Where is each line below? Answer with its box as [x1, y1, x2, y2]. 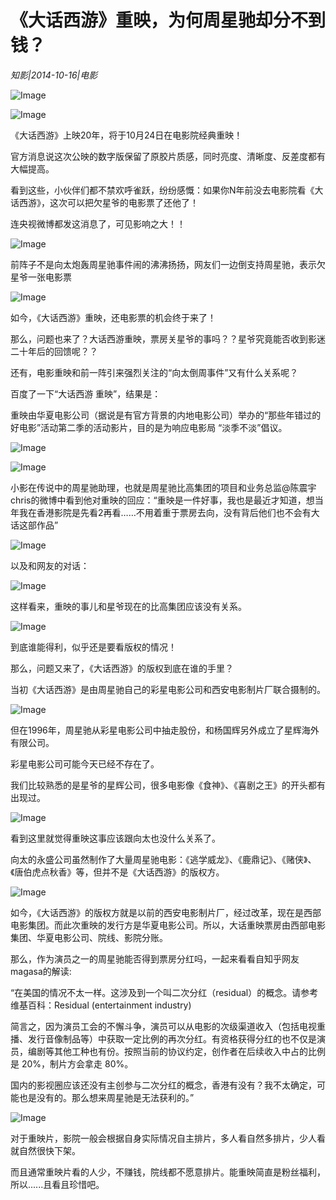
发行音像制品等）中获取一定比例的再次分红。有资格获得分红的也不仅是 [27, 1032, 317, 1045]
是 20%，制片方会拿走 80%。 [10, 1057, 134, 1070]
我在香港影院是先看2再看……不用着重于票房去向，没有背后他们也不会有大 [18, 506, 320, 518]
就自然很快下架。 [10, 1144, 81, 1156]
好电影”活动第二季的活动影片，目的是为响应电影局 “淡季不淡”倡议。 [10, 421, 288, 433]
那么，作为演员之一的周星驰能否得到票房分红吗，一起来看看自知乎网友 [10, 952, 300, 965]
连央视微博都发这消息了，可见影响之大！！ [10, 217, 186, 230]
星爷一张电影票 [10, 271, 72, 283]
